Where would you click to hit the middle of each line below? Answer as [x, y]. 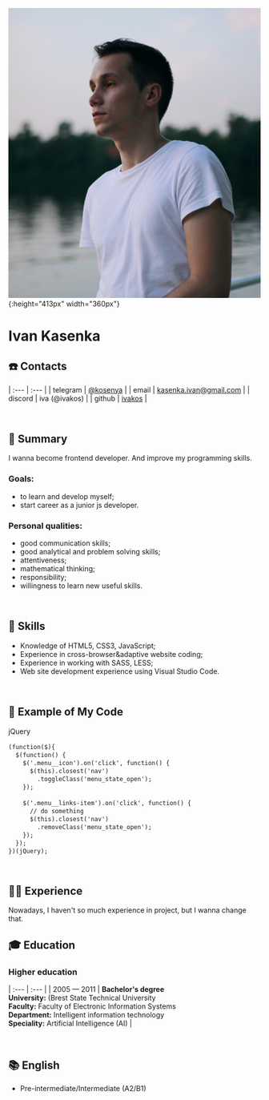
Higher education [43, 972]
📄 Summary [38, 439]
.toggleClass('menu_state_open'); [94, 779]
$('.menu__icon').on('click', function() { [96, 763]
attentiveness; [43, 560]
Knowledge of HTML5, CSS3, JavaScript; [88, 646]
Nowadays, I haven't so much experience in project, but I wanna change [127, 910]
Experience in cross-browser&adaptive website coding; [111, 654]
